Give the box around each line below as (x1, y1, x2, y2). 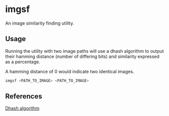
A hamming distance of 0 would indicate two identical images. (5, 68, 135, 74)
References (5, 92, 42, 101)
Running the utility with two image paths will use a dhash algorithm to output (5, 48, 164, 54)
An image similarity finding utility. (5, 20, 74, 26)
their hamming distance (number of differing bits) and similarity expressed (5, 53, 160, 59)
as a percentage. (5, 59, 40, 65)
